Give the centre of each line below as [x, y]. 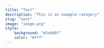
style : [12, 28]
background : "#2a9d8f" [38, 33]
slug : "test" [19, 19]
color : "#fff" [29, 38]
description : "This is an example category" [52, 14]
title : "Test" [20, 10]
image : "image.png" [25, 24]
